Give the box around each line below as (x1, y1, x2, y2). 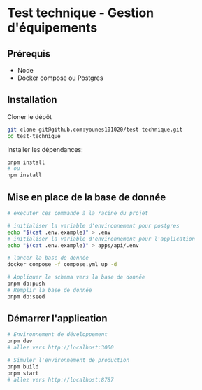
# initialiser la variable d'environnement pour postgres (7, 222, 180, 229)
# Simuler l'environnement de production (7, 357, 130, 364)
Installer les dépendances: (7, 145, 83, 153)
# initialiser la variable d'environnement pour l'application (7, 235, 196, 242)
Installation (7, 94, 57, 106)
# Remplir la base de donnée (7, 286, 92, 293)
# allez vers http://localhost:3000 (7, 344, 114, 351)
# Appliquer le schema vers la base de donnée (7, 274, 145, 281)
